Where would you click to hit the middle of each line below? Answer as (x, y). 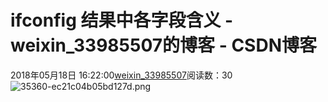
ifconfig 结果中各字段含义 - (122, 20)
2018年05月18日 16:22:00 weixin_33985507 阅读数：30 (121, 75)
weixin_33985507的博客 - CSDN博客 (163, 45)
